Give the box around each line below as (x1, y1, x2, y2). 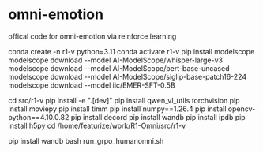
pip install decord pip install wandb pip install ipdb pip (70, 112, 246, 121)
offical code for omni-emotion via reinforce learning (8, 32, 177, 41)
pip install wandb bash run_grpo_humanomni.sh (8, 136, 164, 145)
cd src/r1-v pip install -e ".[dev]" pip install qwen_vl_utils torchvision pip (8, 95, 240, 105)
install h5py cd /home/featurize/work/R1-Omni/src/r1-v (8, 121, 186, 130)
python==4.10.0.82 (8, 112, 70, 121)
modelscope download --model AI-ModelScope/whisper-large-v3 (8, 55, 224, 65)
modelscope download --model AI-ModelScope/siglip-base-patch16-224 (8, 72, 247, 81)
